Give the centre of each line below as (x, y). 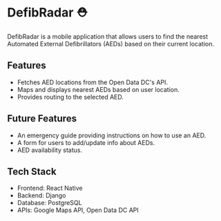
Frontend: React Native (50, 188)
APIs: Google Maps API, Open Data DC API (78, 210)
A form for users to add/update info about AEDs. (86, 142)
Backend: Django (41, 195)
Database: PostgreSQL (49, 203)
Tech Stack (32, 172)
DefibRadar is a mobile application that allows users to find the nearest (108, 36)
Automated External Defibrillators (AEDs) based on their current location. (110, 44)
